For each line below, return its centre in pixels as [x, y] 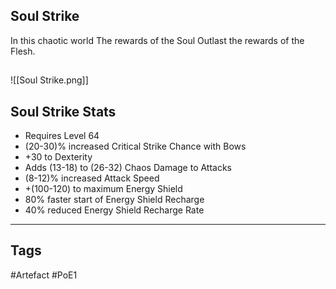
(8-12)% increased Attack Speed [92, 178]
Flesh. [23, 51]
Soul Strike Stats [63, 111]
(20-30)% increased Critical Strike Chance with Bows [135, 146]
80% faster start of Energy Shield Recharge [114, 200]
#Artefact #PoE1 [44, 275]
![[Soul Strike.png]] [49, 80]
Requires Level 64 [62, 136]
